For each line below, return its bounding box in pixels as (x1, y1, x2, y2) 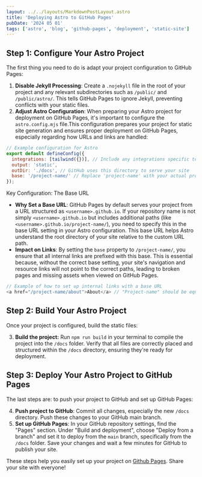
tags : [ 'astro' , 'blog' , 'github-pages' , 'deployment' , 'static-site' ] (6, 25, 189, 32)
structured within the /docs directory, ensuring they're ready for (14, 346, 173, 353)
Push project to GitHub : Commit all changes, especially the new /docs (14, 407, 189, 414)
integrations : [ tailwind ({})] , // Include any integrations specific (11, 156, 189, 162)
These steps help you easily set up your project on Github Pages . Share (6, 457, 184, 464)
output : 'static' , (11, 162, 58, 168)
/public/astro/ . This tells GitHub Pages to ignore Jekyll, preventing (14, 95, 183, 103)
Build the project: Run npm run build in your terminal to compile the (14, 333, 183, 341)
